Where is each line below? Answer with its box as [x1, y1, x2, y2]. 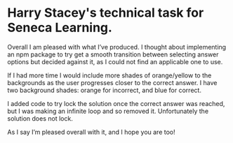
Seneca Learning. [7, 20, 112, 36]
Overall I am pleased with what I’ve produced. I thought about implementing [7, 43, 227, 51]
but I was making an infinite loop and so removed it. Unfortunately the [7, 107, 209, 115]
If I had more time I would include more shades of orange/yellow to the [7, 71, 212, 80]
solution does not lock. [7, 114, 74, 123]
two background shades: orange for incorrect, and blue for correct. [7, 86, 202, 94]
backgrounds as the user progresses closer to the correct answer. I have [7, 78, 218, 86]
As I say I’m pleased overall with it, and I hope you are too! [7, 128, 175, 136]
